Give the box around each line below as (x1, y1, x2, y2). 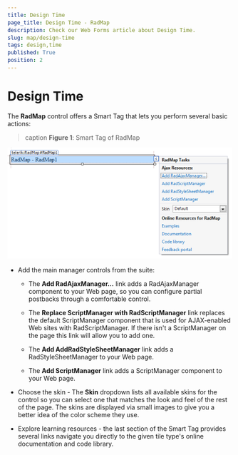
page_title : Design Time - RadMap (7, 19, 110, 26)
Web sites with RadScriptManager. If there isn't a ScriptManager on (28, 323, 227, 332)
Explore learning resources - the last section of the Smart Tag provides (17, 424, 227, 433)
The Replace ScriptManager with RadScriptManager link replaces (28, 308, 226, 317)
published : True (7, 49, 56, 56)
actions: (7, 119, 31, 128)
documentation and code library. (17, 439, 114, 448)
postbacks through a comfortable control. (28, 295, 151, 303)
